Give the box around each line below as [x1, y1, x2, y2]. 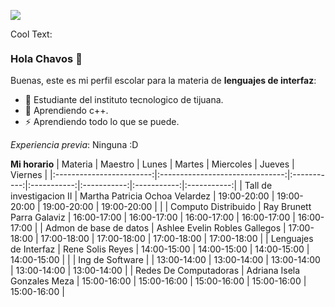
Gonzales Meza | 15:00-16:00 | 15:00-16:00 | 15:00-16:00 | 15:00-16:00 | [10, 275, 307, 287]
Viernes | [10, 169, 48, 181]
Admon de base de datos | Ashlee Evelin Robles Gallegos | [44, 222, 287, 234]
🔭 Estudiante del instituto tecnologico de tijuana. [24, 94, 224, 106]
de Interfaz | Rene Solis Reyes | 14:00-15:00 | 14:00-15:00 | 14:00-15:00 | [10, 243, 310, 255]
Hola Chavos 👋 [10, 51, 83, 65]
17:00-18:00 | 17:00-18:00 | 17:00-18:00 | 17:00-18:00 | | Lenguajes [40, 233, 314, 245]
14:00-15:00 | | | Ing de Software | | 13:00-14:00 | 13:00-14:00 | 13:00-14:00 [10, 254, 321, 266]
